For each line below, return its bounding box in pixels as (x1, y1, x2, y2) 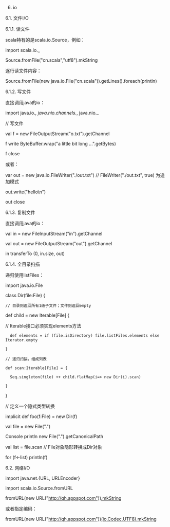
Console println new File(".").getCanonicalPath (5, 433, 104, 439)
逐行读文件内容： (5, 68, 42, 74)
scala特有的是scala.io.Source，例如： (5, 37, 85, 43)
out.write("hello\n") (5, 189, 46, 195)
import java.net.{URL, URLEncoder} (5, 475, 81, 481)
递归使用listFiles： (5, 272, 44, 278)
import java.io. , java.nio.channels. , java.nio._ (5, 110, 99, 116)
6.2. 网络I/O (5, 465, 30, 471)
